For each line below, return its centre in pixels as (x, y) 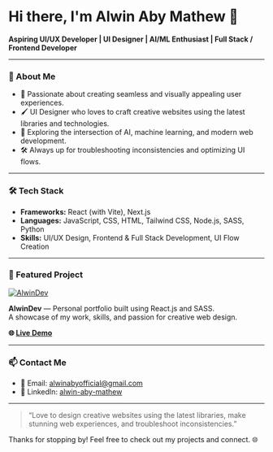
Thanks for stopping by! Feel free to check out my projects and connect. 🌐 (133, 440)
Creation (35, 246)
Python (32, 229)
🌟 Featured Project (46, 275)
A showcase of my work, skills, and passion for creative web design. (123, 317)
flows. (30, 162)
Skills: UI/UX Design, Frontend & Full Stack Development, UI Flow (130, 237)
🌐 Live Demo (30, 332)
